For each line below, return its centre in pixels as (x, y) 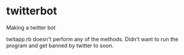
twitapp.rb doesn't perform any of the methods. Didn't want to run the (92, 39)
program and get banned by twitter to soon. (60, 45)
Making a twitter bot (31, 27)
